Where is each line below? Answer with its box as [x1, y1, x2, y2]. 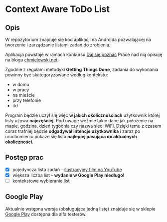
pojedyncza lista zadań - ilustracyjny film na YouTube [12, 166, 122, 173]
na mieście [12, 92, 35, 98]
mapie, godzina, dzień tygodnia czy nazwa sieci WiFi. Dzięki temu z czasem [5, 123, 162, 129]
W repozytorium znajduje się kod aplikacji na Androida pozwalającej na [5, 36, 151, 42]
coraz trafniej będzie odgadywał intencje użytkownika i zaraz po [5, 128, 141, 134]
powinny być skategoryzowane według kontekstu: [5, 72, 108, 78]
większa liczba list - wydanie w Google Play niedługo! [12, 172, 125, 178]
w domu [12, 81, 29, 87]
